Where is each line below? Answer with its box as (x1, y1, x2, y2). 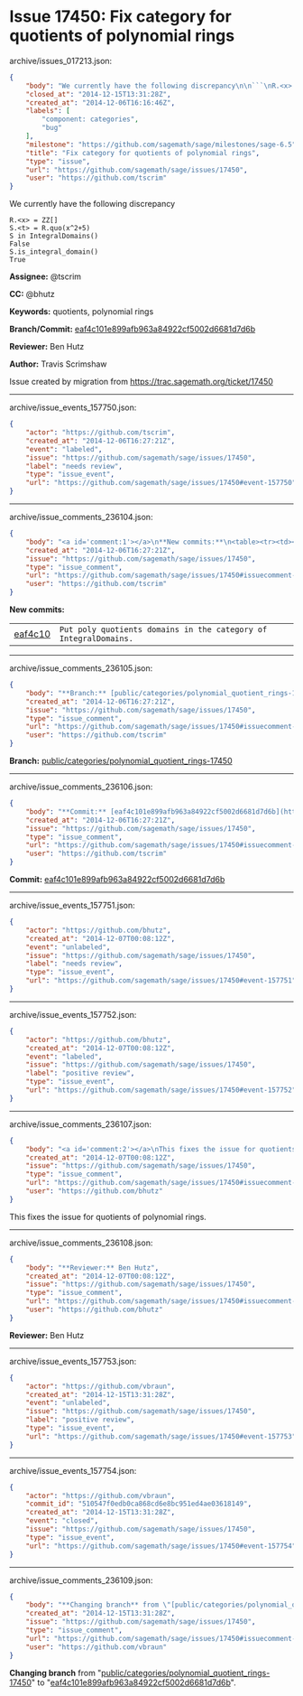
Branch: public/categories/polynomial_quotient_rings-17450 (9, 756, 233, 767)
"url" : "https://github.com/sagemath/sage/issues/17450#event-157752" (25, 1086, 297, 1095)
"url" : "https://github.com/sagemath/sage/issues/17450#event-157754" (25, 1542, 297, 1551)
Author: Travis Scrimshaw (9, 359, 107, 369)
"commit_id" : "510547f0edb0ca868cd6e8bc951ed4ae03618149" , (25, 1499, 252, 1509)
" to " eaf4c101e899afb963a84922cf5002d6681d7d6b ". (31, 1677, 236, 1688)
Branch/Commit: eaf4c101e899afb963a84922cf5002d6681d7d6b (9, 323, 256, 335)
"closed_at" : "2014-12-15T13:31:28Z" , (25, 89, 171, 98)
